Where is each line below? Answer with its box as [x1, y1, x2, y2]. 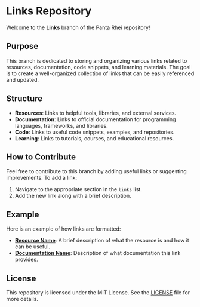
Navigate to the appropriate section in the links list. [14, 186, 142, 193]
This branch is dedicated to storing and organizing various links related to [6, 57, 187, 64]
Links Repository [6, 4, 92, 18]
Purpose [6, 41, 39, 51]
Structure [6, 94, 43, 104]
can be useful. [14, 243, 51, 250]
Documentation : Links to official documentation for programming [14, 115, 176, 123]
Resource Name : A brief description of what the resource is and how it [14, 237, 189, 244]
